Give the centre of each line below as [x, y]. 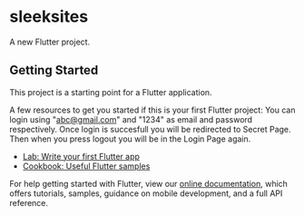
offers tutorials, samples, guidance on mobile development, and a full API [146, 193]
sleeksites [49, 17]
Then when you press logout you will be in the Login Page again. [130, 139]
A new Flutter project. [50, 42]
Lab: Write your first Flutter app [81, 156]
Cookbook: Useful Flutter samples [86, 166]
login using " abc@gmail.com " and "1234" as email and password [131, 119]
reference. [29, 202]
